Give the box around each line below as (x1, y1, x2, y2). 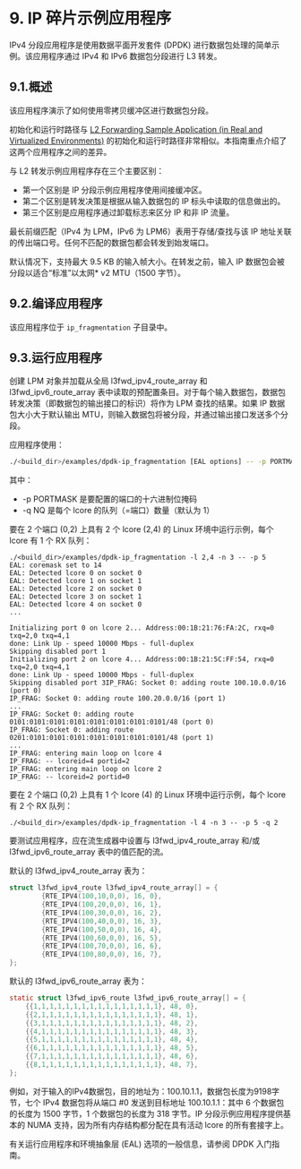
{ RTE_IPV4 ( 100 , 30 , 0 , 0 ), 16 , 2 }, (41, 908, 163, 917)
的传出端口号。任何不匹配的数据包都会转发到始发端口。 (9, 236, 213, 247)
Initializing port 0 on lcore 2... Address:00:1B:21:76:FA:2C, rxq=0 (9, 623, 275, 632)
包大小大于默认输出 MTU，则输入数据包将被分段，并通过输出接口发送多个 (9, 409, 281, 420)
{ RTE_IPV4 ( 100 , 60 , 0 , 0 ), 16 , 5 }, (41, 933, 163, 942)
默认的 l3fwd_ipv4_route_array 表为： (9, 865, 148, 876)
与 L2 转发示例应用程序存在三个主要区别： (9, 165, 165, 176)
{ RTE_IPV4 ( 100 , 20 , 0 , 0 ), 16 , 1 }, (41, 900, 163, 909)
